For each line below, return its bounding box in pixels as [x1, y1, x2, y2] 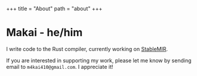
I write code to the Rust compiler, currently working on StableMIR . [6, 45, 168, 52]
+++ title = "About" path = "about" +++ [6, 5, 103, 12]
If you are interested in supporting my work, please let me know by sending [6, 56, 192, 64]
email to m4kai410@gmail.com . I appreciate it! [6, 63, 113, 70]
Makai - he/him [6, 26, 83, 39]
